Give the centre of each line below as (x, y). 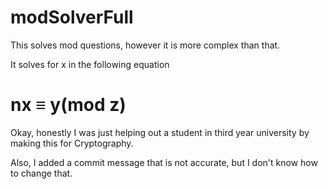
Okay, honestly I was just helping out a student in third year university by (160, 132)
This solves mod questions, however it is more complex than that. (145, 45)
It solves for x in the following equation (90, 64)
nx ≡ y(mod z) (68, 105)
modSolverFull (72, 17)
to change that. (41, 173)
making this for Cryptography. (72, 143)
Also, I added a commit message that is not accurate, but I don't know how (164, 162)
